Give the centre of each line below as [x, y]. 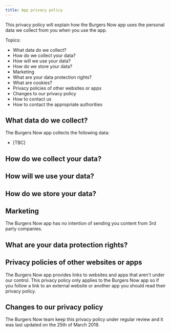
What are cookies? [32, 82]
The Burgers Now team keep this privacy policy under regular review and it [84, 319]
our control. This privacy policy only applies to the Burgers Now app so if [82, 280]
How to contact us [32, 99]
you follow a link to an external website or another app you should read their [85, 285]
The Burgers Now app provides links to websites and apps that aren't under [85, 275]
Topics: [13, 40]
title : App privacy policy [34, 10]
